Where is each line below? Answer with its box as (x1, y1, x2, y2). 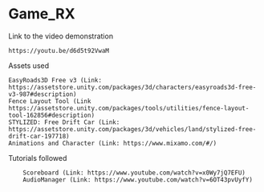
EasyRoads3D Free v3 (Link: (8, 76, 103, 84)
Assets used (8, 61, 50, 70)
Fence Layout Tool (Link (8, 97, 91, 105)
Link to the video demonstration (8, 31, 114, 41)
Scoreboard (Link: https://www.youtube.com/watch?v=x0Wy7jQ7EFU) (22, 169, 246, 177)
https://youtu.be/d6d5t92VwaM (8, 46, 110, 54)
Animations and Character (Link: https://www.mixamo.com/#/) (8, 139, 217, 147)
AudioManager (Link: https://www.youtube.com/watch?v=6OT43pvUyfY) (22, 175, 253, 184)
